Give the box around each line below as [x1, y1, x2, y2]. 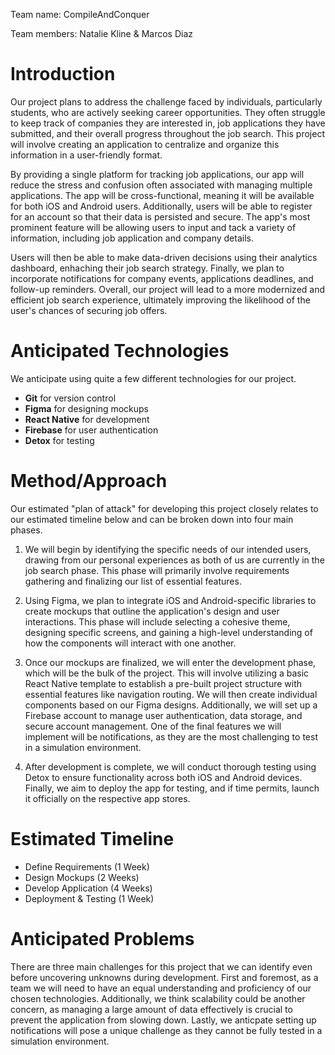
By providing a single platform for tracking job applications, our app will [10, 168, 305, 180]
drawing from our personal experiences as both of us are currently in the [24, 554, 325, 566]
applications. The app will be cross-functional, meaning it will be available [10, 189, 315, 201]
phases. [10, 524, 43, 536]
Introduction [10, 63, 116, 86]
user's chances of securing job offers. [10, 304, 168, 316]
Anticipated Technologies [10, 340, 230, 363]
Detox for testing [24, 434, 95, 446]
